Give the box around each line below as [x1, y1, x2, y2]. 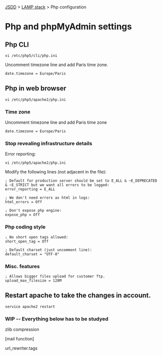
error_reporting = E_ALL [5, 187, 55, 192]
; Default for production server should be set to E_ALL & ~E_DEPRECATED [5, 178, 158, 184]
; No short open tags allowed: [5, 235, 68, 239]
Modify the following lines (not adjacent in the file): [5, 169, 107, 175]
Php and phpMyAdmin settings [5, 21, 132, 32]
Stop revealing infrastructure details [5, 140, 93, 147]
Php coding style [5, 223, 46, 230]
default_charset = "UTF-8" [5, 252, 60, 256]
